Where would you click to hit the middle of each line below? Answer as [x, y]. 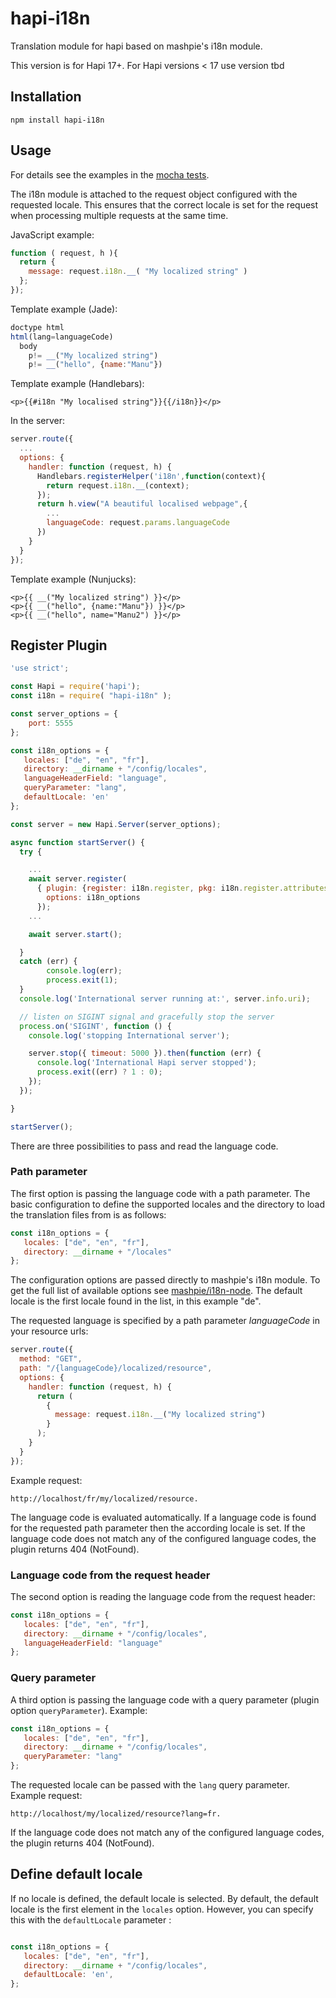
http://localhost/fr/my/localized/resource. [104, 1498]
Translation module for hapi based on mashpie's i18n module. [136, 46]
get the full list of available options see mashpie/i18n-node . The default [156, 1291]
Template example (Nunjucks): [73, 579]
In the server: [38, 421]
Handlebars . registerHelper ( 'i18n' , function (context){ [151, 476]
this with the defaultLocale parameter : [91, 1919]
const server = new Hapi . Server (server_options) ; [116, 824]
